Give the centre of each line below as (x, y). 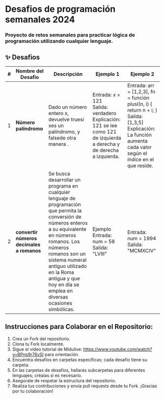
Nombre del (30, 71)
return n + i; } (142, 110)
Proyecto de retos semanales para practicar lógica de (70, 35)
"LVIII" (100, 254)
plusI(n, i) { (140, 104)
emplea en (60, 290)
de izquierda (107, 138)
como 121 (105, 132)
